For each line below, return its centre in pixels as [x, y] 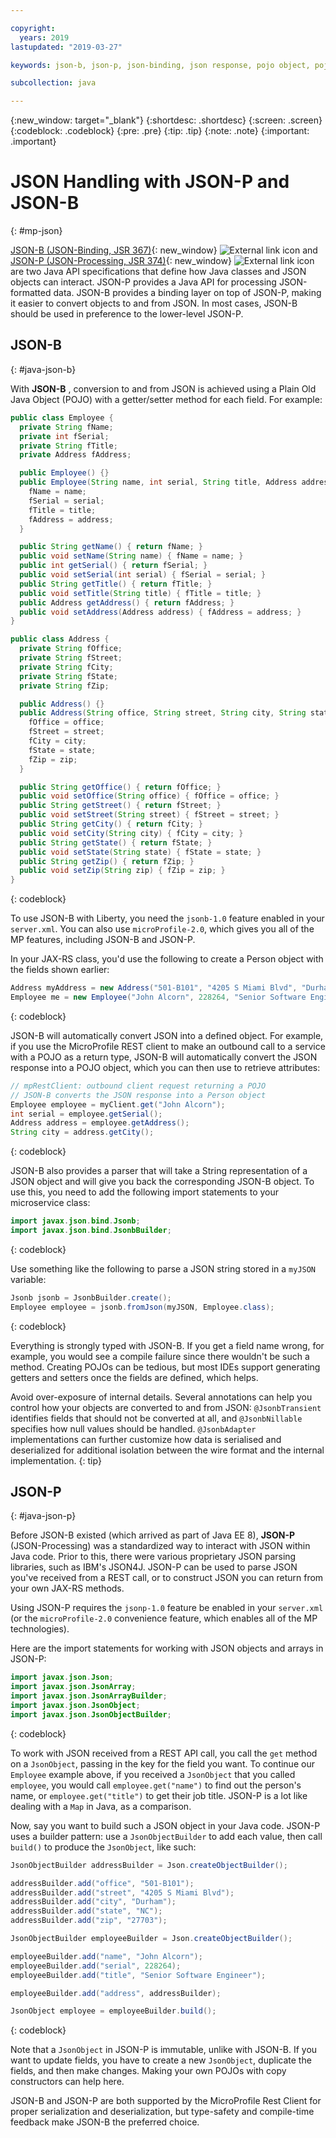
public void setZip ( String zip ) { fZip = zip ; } [122, 871]
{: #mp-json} [36, 231]
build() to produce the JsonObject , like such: [103, 1847]
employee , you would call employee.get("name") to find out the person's [156, 1785]
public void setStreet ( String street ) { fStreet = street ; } [149, 815]
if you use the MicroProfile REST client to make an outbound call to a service [168, 1046]
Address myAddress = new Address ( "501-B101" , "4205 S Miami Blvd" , [154, 988]
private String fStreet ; [71, 658]
